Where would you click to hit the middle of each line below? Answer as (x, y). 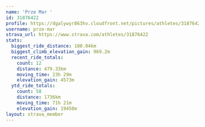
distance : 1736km (39, 97)
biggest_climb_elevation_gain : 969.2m (61, 52)
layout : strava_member (35, 114)
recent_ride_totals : (37, 57)
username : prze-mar (31, 29)
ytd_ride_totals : (33, 86)
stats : (14, 40)
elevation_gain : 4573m (46, 80)
